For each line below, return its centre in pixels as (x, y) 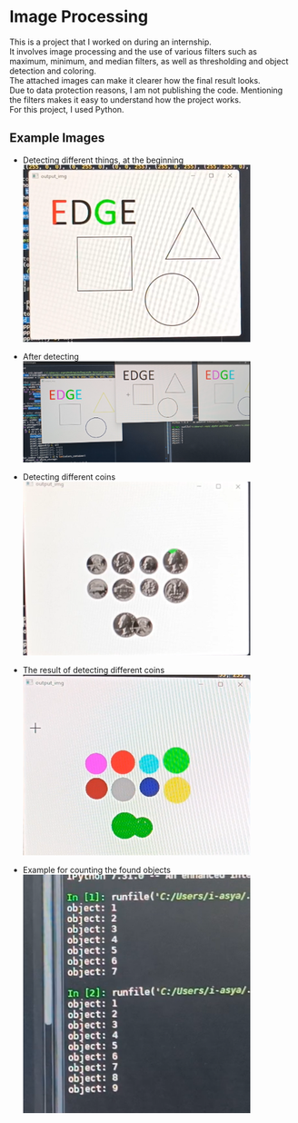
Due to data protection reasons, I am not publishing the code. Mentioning (146, 90)
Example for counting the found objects (96, 870)
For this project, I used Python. (67, 109)
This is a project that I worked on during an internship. (110, 42)
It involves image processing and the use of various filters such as (133, 51)
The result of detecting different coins (94, 670)
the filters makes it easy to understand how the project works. (125, 99)
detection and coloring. (53, 71)
